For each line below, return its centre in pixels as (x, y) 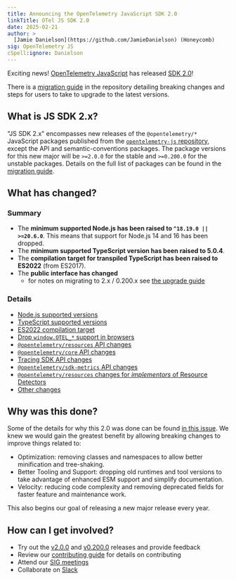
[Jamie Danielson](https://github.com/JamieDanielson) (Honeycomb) (114, 40)
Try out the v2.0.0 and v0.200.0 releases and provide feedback (109, 548)
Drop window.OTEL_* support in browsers (76, 337)
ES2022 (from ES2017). (52, 266)
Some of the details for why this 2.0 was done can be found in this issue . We (118, 428)
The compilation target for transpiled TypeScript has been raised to (118, 259)
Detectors (32, 382)
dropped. (31, 243)
